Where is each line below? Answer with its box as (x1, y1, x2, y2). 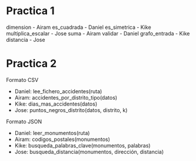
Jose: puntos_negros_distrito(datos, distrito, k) (14, 106, 128, 113)
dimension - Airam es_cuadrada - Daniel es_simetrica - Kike (6, 24, 151, 31)
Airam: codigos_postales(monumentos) (14, 136, 111, 143)
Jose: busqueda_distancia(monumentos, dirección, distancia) (14, 148, 164, 155)
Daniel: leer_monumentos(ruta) (14, 129, 90, 136)
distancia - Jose (6, 36, 45, 43)
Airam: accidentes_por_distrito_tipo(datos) (14, 94, 118, 101)
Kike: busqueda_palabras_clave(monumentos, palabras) (14, 142, 151, 149)
